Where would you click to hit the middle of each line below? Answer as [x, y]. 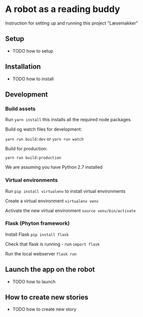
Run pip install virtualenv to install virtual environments [65, 191]
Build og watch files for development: [44, 129]
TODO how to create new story [44, 309]
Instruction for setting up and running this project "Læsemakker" [72, 23]
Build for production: [26, 149]
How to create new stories [47, 297]
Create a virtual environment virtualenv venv [52, 201]
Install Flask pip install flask [37, 234]
